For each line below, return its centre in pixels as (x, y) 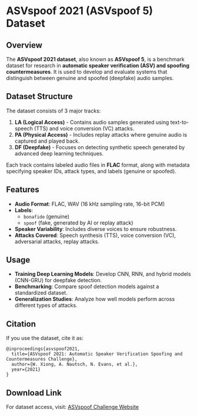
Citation (21, 324)
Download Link (34, 393)
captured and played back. (47, 141)
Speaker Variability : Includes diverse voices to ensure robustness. (96, 229)
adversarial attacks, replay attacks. (57, 241)
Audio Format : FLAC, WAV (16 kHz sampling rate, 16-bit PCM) (90, 204)
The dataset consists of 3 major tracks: (54, 111)
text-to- (180, 122)
